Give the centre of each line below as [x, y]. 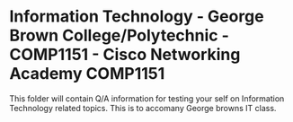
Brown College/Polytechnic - [119, 35]
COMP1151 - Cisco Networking [125, 55]
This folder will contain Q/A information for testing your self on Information [147, 98]
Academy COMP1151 [87, 74]
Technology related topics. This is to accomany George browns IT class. [143, 108]
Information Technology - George [137, 17]
